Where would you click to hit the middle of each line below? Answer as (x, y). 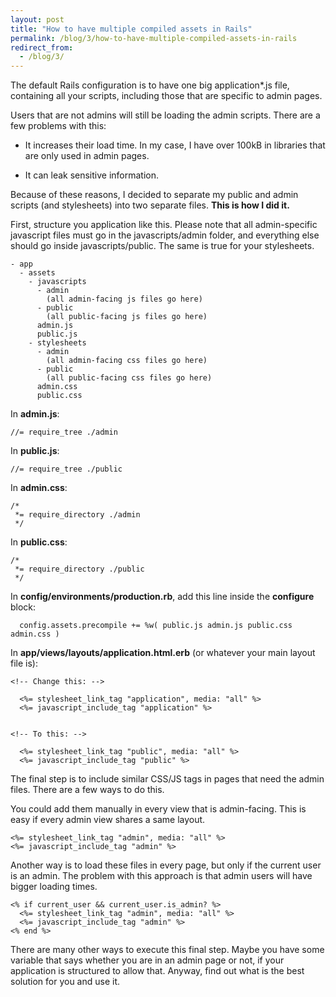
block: (23, 607)
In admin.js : (35, 414)
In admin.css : (39, 488)
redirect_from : (42, 47)
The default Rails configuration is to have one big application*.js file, (150, 85)
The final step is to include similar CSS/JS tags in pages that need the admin (167, 779)
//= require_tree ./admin (64, 432)
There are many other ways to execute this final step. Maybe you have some (167, 950)
